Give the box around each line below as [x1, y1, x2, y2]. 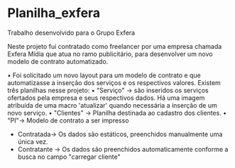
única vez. [17, 137, 48, 146]
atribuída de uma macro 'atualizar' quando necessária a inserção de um [7, 101, 218, 109]
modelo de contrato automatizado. [7, 57, 109, 65]
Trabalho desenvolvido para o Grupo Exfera [7, 28, 136, 37]
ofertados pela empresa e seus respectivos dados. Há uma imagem [7, 94, 205, 102]
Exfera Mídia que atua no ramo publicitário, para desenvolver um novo [7, 50, 213, 58]
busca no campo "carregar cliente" [17, 152, 121, 161]
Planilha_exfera [7, 5, 101, 21]
